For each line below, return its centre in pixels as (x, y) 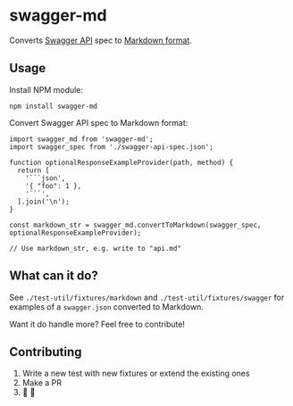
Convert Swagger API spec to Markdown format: (99, 122)
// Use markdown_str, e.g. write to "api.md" (95, 248)
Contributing (46, 352)
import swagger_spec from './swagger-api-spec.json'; (112, 147)
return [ (33, 170)
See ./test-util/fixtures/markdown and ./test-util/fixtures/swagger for (147, 297)
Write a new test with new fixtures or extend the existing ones (136, 373)
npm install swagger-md (54, 106)
